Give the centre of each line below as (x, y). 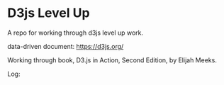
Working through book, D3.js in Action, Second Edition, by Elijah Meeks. (112, 60)
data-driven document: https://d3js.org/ (66, 46)
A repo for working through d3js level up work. (75, 33)
